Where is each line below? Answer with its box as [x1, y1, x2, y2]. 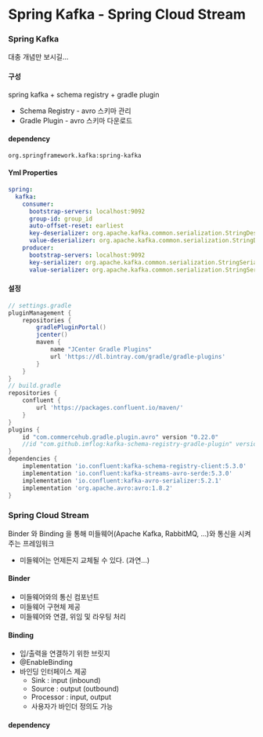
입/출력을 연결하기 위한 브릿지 [19, 649, 111, 659]
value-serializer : [28, 265, 89, 274]
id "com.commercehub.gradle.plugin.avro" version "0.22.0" [22, 433, 219, 441]
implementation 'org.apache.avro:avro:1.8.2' [22, 484, 174, 492]
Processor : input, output [31, 692, 112, 702]
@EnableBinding [19, 658, 73, 667]
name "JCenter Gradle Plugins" [49, 345, 153, 354]
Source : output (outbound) [31, 684, 120, 694]
